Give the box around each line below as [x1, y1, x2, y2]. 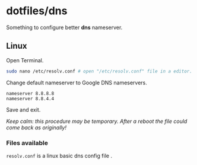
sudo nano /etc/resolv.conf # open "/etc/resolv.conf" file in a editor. [6, 68, 193, 74]
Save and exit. [6, 106, 41, 113]
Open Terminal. [6, 56, 44, 64]
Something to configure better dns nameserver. [6, 24, 123, 31]
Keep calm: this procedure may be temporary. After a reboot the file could [6, 118, 188, 125]
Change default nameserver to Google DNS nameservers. [6, 79, 147, 86]
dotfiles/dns [6, 4, 68, 18]
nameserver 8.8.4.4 [6, 96, 55, 101]
